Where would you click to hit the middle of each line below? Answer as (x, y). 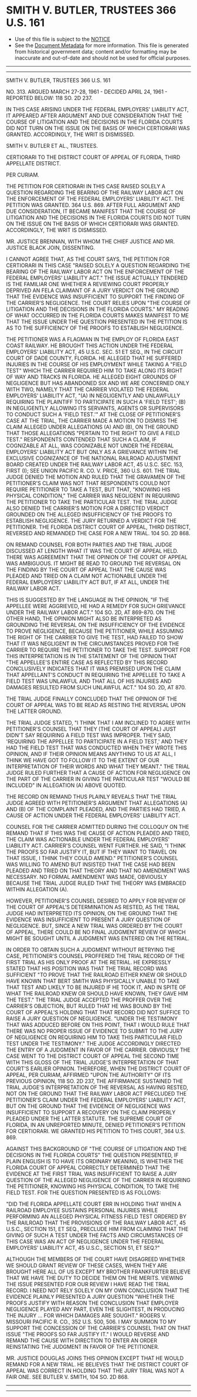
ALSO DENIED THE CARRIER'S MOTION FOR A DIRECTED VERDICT (87, 508)
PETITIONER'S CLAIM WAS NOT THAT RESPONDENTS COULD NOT (88, 483)
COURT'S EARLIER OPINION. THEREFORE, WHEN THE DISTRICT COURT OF (98, 1069)
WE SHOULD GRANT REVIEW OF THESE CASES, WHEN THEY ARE (87, 1265)
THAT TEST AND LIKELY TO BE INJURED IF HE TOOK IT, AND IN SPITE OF (96, 987)
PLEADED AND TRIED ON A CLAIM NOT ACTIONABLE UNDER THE (87, 576)
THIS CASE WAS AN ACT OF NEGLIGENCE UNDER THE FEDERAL (85, 1241)
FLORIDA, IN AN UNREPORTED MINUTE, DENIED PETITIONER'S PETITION (96, 1124)
